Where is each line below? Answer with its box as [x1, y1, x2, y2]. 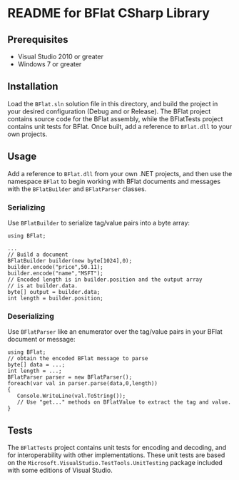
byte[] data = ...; [7, 362, 66, 369]
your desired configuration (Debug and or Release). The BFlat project [7, 107, 211, 116]
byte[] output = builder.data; [7, 288, 101, 295]
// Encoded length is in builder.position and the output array [7, 276, 203, 283]
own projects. [7, 130, 48, 138]
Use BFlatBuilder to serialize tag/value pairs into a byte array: [7, 218, 190, 227]
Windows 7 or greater [17, 60, 82, 68]
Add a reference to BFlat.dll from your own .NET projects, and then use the [7, 169, 233, 178]
